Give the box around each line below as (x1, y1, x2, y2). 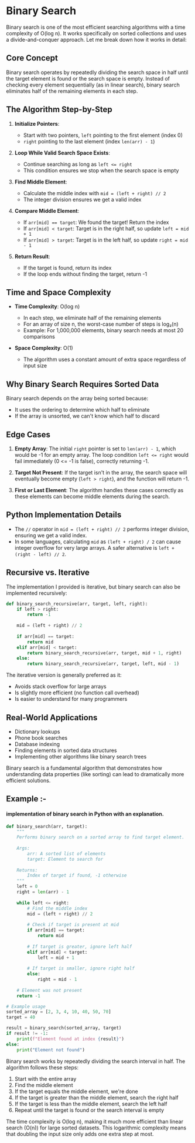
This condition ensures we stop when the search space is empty (23, 166, 179, 174)
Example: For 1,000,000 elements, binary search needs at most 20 (23, 327, 184, 334)
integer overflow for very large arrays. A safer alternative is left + (14, 544, 175, 551)
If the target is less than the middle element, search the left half (14, 1100, 167, 1107)
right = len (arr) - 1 (16, 889, 69, 895)
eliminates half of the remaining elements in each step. (6, 87, 138, 95)
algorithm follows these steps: (6, 1064, 79, 1071)
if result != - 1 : (6, 1031, 49, 1037)
